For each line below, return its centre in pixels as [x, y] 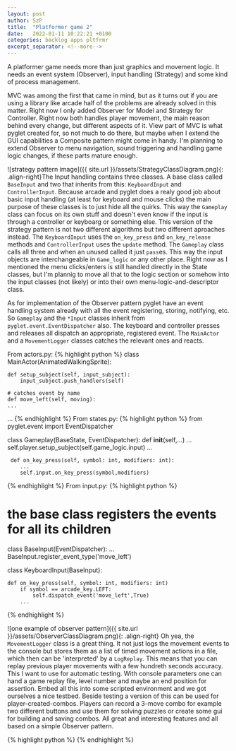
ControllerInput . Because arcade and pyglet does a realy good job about [114, 192]
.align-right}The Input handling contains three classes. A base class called [115, 177]
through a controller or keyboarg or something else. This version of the [110, 222]
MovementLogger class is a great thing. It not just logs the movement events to [118, 643]
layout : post [26, 14]
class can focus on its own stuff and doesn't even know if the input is [108, 214]
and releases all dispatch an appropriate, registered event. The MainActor [113, 333]
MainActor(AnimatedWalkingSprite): [59, 362]
